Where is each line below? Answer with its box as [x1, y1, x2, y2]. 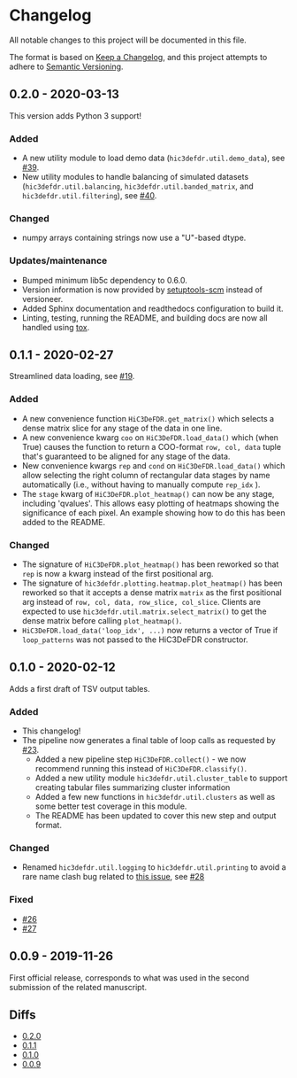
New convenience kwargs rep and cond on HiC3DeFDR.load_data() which [21, 460, 286, 470]
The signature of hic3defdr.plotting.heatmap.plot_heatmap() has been [21, 578, 283, 589]
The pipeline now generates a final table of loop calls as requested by [21, 735, 276, 746]
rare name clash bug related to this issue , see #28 [21, 872, 205, 882]
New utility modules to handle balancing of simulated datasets [21, 172, 249, 182]
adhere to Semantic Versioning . [9, 61, 124, 72]
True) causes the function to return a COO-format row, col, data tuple [21, 441, 281, 452]
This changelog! [21, 725, 81, 736]
